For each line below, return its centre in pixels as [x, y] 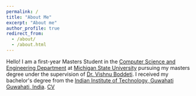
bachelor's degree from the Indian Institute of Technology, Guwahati [90, 80]
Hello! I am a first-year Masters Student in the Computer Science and [91, 61]
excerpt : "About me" [32, 23]
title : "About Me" [29, 17]
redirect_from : [25, 34]
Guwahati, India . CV [30, 87]
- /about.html [29, 45]
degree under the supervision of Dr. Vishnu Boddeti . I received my [87, 74]
